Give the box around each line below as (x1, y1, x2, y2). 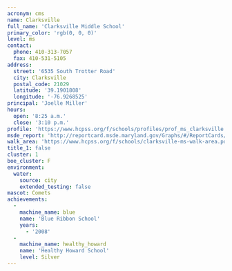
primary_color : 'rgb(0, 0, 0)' (7, 29, 97, 37)
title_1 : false (7, 145, 51, 152)
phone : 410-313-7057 (13, 49, 72, 56)
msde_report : (7, 132, 45, 139)
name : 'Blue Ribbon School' (19, 215, 100, 222)
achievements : (7, 196, 48, 203)
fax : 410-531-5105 (13, 55, 67, 62)
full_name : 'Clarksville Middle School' (7, 23, 126, 30)
